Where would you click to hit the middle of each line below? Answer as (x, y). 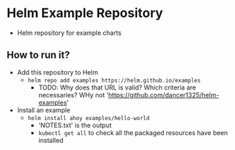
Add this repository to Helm (57, 72)
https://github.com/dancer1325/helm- (164, 95)
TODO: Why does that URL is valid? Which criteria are (117, 87)
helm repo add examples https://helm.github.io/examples (114, 80)
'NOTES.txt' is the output (75, 125)
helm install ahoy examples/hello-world (89, 118)
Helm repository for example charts (69, 33)
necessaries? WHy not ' (73, 95)
